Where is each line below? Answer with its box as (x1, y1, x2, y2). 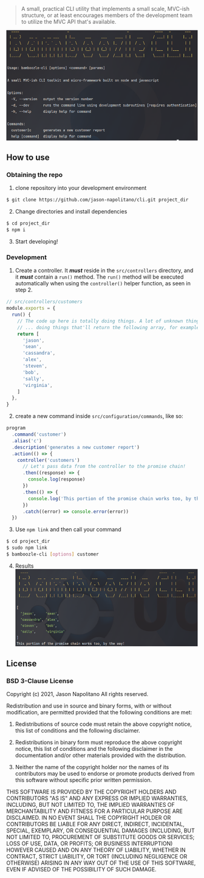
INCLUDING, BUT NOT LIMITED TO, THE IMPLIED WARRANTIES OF (6, 801, 175, 808)
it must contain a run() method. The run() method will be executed (15, 273, 184, 280)
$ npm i (6, 227, 26, 233)
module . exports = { (6, 305, 56, 312)
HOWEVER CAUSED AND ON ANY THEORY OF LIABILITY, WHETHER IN (6, 846, 186, 854)
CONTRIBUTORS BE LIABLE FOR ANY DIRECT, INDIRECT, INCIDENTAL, (6, 820, 185, 827)
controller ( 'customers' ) (17, 457, 80, 463)
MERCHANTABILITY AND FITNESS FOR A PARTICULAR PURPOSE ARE (6, 807, 183, 815)
